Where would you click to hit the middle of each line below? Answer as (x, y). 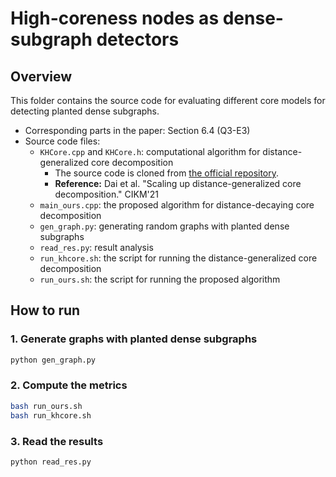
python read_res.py (51, 462)
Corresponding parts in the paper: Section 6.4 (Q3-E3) (137, 130)
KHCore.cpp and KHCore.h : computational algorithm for (150, 151)
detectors (138, 39)
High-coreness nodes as (115, 18)
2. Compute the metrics (69, 385)
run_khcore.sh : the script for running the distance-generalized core (178, 258)
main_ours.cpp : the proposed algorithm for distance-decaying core (177, 205)
